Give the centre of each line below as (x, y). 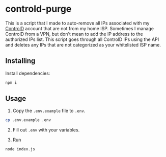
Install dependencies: (28, 73)
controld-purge (38, 9)
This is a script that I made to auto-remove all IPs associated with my (77, 23)
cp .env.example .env (28, 120)
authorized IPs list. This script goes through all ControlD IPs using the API (82, 39)
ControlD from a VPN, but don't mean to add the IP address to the (74, 34)
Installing (20, 61)
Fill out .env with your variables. (46, 130)
